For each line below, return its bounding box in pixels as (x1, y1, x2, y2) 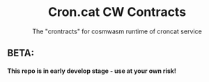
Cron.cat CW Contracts (47, 4, 187, 20)
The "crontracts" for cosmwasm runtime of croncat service (32, 27, 202, 35)
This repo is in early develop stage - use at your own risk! (7, 67, 176, 75)
